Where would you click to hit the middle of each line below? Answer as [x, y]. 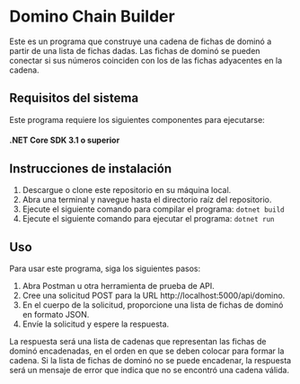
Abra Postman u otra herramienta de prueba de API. [119, 285]
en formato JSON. [56, 314]
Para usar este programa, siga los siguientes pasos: [105, 268]
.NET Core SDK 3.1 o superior [65, 140]
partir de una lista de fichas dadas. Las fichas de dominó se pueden [135, 50]
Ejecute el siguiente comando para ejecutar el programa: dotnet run [149, 219]
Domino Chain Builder [92, 17]
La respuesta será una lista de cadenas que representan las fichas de [138, 341]
